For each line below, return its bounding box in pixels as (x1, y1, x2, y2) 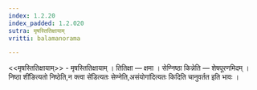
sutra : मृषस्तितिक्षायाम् (8, 27, 65, 35)
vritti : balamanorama (8, 34, 81, 43)
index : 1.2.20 (8, 11, 56, 20)
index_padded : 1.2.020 (8, 19, 84, 27)
